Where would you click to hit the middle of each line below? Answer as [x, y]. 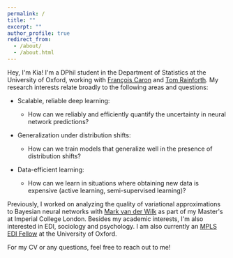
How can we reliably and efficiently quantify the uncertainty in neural [127, 114]
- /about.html [34, 53]
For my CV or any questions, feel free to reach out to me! [89, 247]
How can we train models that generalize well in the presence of [120, 149]
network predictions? [58, 121]
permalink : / [26, 14]
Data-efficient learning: [51, 169]
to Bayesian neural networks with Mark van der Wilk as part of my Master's [115, 211]
